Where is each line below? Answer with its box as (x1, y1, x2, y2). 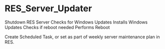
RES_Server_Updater (4, 3, 92, 14)
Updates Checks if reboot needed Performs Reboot (4, 24, 110, 30)
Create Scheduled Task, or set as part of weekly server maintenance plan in (4, 34, 160, 40)
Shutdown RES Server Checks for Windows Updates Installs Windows (4, 19, 148, 25)
